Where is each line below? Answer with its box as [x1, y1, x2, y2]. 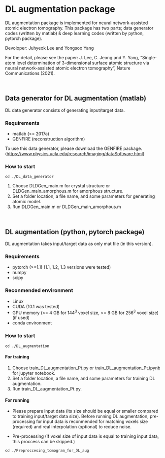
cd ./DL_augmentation [5, 344, 50, 349]
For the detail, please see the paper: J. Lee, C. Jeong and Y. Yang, [5, 54, 139, 60]
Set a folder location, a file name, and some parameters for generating [12, 193, 155, 199]
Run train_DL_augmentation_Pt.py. [12, 386, 82, 391]
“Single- [140, 54, 157, 60]
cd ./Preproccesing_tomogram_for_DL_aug [5, 448, 90, 453]
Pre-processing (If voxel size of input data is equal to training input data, [12, 433, 159, 439]
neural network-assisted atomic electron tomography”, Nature [5, 65, 131, 71]
